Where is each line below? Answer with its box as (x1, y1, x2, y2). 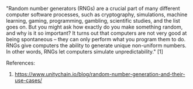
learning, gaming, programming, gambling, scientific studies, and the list (6, 17, 180, 24)
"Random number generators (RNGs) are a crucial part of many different (6, 5, 180, 12)
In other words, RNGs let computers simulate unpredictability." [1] (6, 48, 164, 55)
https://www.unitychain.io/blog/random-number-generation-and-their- (14, 71, 185, 77)
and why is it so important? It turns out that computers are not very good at (6, 30, 187, 37)
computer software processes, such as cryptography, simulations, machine (6, 11, 188, 18)
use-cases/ (14, 77, 43, 84)
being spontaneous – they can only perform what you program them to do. (6, 36, 186, 42)
